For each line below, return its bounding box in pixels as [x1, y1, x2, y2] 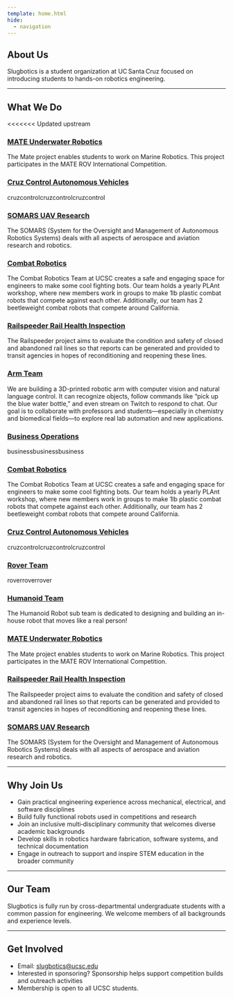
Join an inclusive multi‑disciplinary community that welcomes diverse [17, 820, 216, 828]
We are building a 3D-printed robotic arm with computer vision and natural [7, 385, 220, 393]
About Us [7, 49, 49, 60]
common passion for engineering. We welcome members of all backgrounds [7, 909, 226, 917]
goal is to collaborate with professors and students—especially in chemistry [7, 407, 224, 415]
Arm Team [7, 369, 43, 378]
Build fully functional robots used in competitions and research [17, 812, 197, 821]
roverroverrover [7, 576, 52, 584]
